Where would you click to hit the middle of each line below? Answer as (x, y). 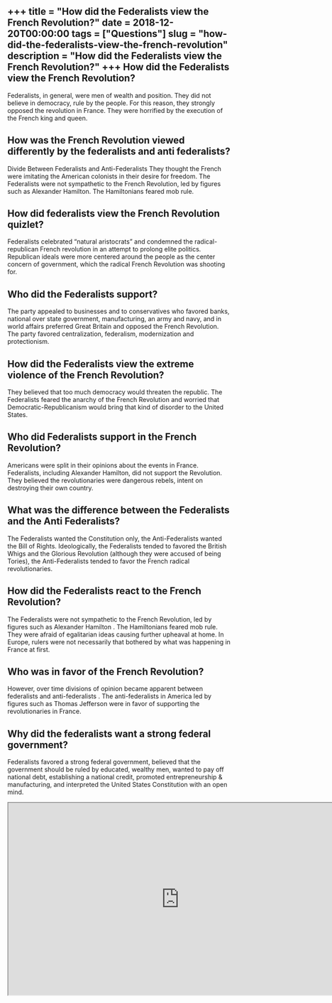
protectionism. (28, 342)
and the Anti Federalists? (64, 521)
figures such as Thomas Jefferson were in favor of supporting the (104, 704)
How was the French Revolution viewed (96, 140)
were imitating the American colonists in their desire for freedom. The (109, 176)
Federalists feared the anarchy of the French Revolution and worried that (114, 400)
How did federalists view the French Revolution (114, 213)
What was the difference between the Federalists (118, 510)
